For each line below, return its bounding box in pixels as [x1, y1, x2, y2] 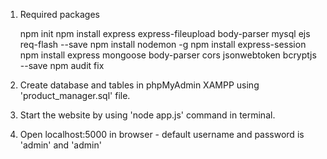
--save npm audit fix [19, 60, 105, 71]
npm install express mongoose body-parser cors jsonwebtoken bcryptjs [19, 49, 317, 61]
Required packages [19, 9, 100, 20]
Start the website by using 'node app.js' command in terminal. [19, 109, 276, 121]
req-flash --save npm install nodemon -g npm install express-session [19, 39, 307, 50]
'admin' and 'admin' [19, 139, 102, 151]
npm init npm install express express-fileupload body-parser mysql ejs [19, 28, 311, 39]
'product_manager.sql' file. [19, 90, 131, 101]
